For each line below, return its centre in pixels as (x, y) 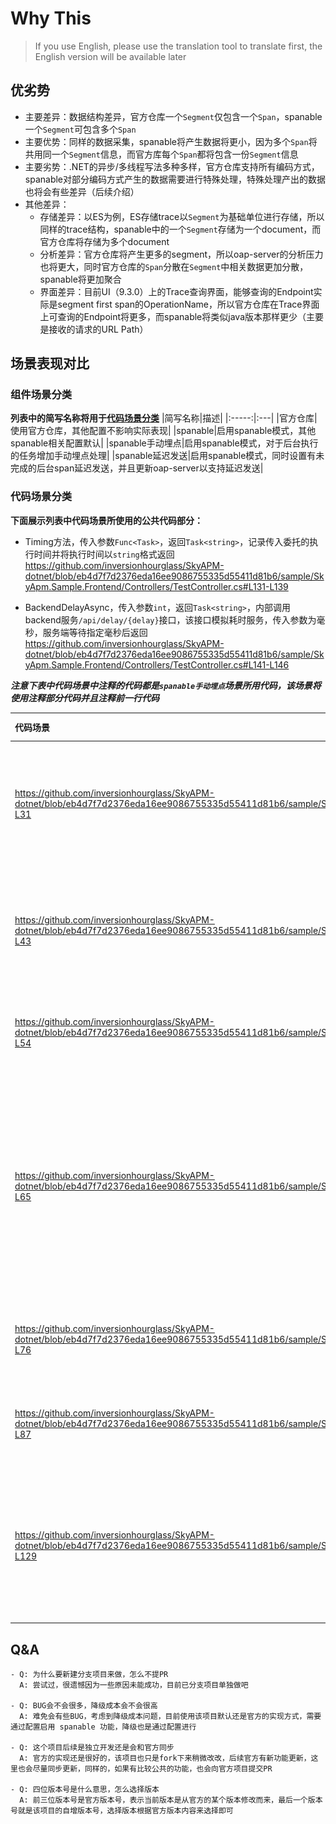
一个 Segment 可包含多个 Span (80, 129)
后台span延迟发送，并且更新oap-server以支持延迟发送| (150, 468)
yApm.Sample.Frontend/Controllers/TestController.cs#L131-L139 (156, 586)
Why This (51, 18)
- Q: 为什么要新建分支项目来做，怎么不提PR (89, 1675)
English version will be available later (110, 56)
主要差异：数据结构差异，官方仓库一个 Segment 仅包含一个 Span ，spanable (173, 116)
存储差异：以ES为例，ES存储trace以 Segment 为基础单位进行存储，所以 (182, 216)
